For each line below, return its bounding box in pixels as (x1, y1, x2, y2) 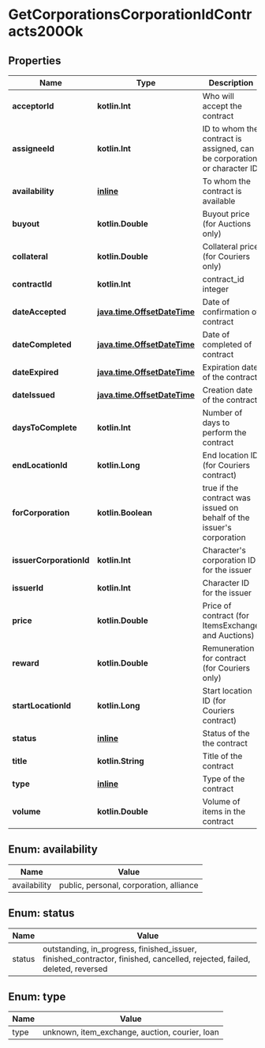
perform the (202, 427, 247, 438)
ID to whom (202, 123, 245, 134)
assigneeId (12, 143, 55, 154)
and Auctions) (202, 630, 255, 640)
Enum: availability (8, 843, 99, 856)
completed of (202, 339, 252, 350)
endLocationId (12, 460, 68, 470)
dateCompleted (12, 339, 73, 350)
